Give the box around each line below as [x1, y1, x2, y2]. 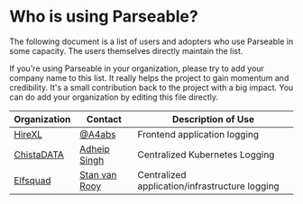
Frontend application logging [137, 128, 260, 140]
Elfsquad [14, 173, 51, 186]
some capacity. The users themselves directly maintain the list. [9, 45, 243, 56]
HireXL [14, 128, 43, 140]
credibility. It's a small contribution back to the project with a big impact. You [9, 82, 294, 93]
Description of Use [171, 112, 255, 125]
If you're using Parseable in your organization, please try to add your [9, 63, 264, 74]
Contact [86, 112, 122, 125]
